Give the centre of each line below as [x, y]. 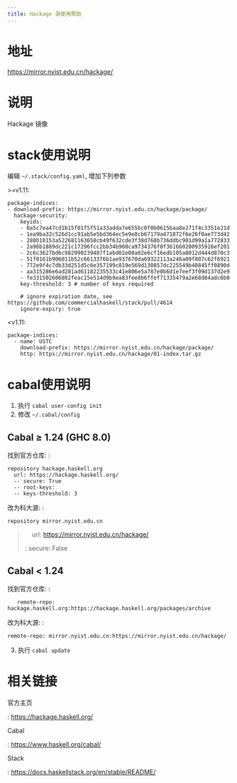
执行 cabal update [44, 650]
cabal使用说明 [49, 384]
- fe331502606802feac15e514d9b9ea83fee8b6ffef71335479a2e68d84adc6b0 [125, 278]
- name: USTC [33, 342]
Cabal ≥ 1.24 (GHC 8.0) [59, 437]
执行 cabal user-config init [60, 406]
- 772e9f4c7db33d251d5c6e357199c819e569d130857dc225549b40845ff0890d [125, 266]
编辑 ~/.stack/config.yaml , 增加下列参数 [67, 176]
